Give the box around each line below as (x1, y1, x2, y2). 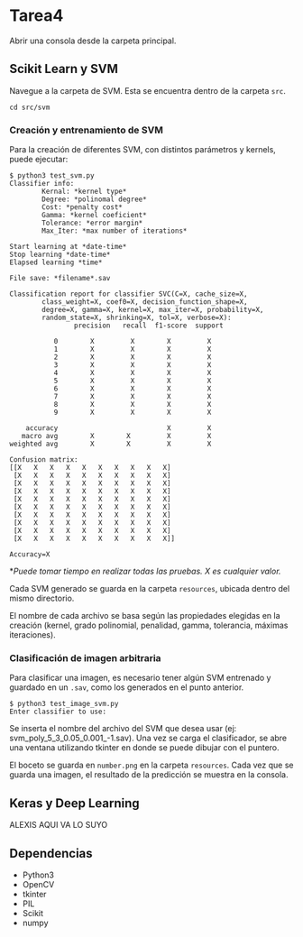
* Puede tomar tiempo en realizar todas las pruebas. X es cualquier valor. (9, 565, 281, 577)
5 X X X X (53, 376, 212, 386)
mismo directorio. (9, 593, 75, 604)
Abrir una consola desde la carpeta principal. (9, 35, 177, 46)
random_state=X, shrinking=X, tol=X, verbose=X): (41, 313, 232, 323)
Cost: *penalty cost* (41, 203, 124, 212)
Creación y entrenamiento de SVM (9, 124, 164, 136)
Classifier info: (9, 179, 75, 188)
